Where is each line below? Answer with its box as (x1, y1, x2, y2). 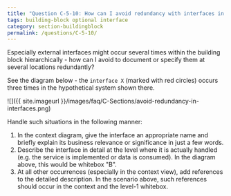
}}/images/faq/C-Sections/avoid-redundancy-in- (60, 97, 199, 106)
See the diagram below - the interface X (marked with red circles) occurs (7, 77, 219, 85)
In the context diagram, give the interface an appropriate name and (17, 131, 209, 139)
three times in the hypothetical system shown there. (7, 84, 155, 92)
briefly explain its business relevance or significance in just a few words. (17, 139, 224, 147)
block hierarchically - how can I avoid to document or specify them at (7, 56, 205, 64)
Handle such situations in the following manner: (7, 118, 143, 126)
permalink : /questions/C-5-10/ (7, 29, 98, 37)
